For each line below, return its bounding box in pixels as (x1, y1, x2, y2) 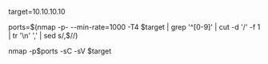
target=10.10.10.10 (8, 7, 66, 16)
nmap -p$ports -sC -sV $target (8, 46, 112, 55)
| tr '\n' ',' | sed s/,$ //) (8, 31, 78, 40)
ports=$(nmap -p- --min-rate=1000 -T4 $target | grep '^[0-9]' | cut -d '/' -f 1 (8, 22, 261, 31)
